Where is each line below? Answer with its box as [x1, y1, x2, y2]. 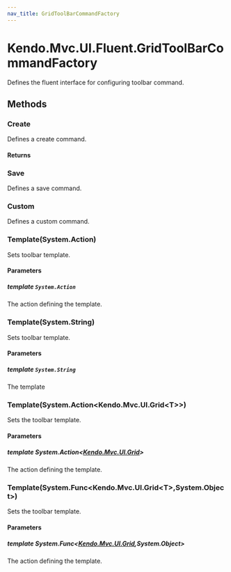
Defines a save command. [7, 184, 82, 192]
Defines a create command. [7, 135, 87, 144]
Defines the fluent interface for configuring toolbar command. [7, 78, 184, 86]
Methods [7, 98, 47, 110]
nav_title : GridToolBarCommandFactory [7, 10, 120, 17]
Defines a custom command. [7, 217, 90, 226]
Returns [7, 150, 31, 159]
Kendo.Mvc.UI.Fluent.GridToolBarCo [7, 40, 224, 56]
